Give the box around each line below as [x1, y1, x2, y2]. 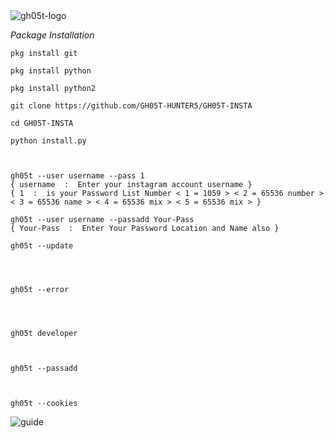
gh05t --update [10, 241, 74, 251]
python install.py [10, 136, 87, 146]
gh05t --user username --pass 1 [10, 171, 145, 181]
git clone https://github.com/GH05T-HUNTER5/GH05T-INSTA [10, 101, 253, 111]
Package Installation [10, 29, 95, 41]
